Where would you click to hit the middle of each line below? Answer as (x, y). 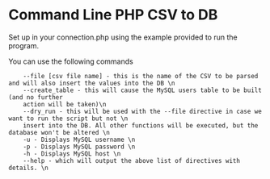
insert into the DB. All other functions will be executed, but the (141, 125)
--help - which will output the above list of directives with (132, 160)
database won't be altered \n (59, 132)
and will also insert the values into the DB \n (92, 83)
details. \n (28, 168)
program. (24, 45)
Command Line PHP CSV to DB (113, 15)
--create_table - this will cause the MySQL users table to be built (143, 90)
